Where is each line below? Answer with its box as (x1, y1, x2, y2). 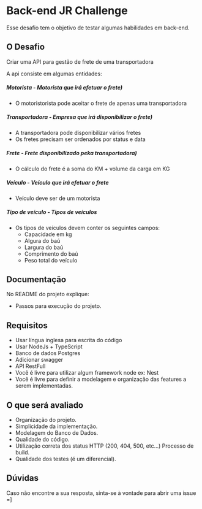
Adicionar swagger (15, 356, 63, 364)
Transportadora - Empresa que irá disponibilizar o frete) (6, 113, 153, 121)
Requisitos (6, 320, 48, 331)
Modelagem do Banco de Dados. (15, 429, 99, 437)
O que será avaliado (6, 400, 84, 410)
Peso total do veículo (24, 256, 78, 264)
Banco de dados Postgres (15, 350, 81, 357)
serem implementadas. (15, 382, 73, 389)
